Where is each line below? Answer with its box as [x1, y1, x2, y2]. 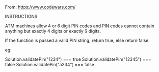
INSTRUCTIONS [5, 14, 38, 19]
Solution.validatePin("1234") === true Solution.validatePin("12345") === [5, 56, 151, 62]
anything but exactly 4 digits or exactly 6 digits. [5, 28, 101, 34]
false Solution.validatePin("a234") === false [5, 62, 95, 67]
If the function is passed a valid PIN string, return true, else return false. [5, 37, 150, 43]
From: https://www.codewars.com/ [5, 4, 76, 10]
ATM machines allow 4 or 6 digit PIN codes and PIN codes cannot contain [5, 23, 155, 29]
